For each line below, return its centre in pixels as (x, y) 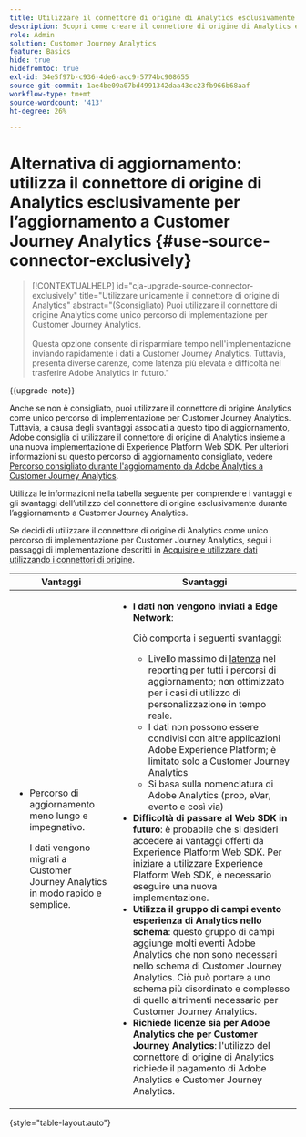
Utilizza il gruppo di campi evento (207, 909)
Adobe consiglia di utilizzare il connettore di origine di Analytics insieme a (148, 437)
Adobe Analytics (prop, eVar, (209, 796)
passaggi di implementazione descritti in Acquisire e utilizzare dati (133, 550)
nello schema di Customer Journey (207, 966)
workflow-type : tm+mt (51, 94)
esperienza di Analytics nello (197, 920)
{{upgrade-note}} (42, 391)
